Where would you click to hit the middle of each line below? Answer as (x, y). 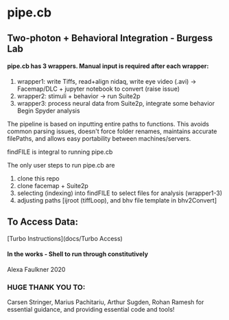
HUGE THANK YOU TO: (46, 287)
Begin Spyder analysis (48, 111)
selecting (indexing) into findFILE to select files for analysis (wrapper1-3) (120, 193)
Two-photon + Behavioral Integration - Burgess (110, 38)
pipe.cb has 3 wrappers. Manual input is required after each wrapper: (108, 66)
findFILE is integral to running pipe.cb (60, 152)
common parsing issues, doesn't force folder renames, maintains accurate (112, 131)
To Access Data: (43, 222)
